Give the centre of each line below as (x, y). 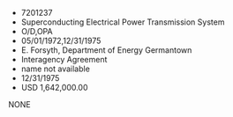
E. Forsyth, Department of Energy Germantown (106, 50)
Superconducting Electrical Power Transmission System (123, 22)
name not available (55, 69)
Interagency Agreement (64, 59)
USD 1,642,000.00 (55, 88)
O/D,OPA (37, 31)
